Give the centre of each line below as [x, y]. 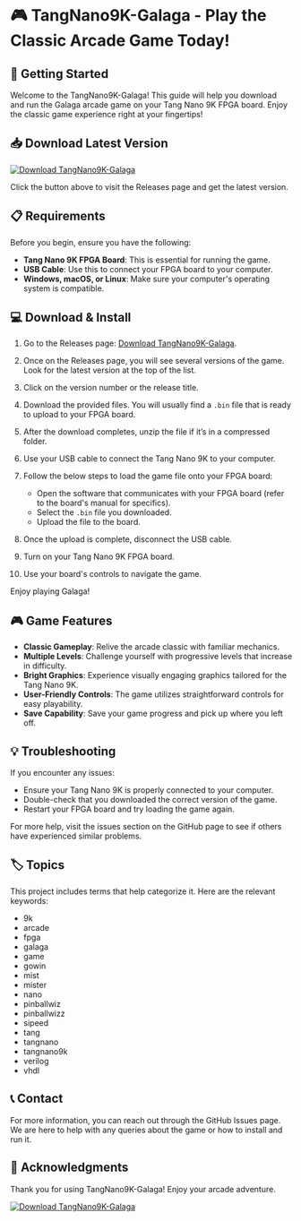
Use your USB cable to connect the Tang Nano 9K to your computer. [149, 459]
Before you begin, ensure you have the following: [101, 242]
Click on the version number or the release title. [111, 388]
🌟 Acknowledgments [69, 1168]
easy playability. [53, 704]
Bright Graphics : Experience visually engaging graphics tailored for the [155, 675]
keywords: [29, 900]
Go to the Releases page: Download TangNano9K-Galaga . [130, 343]
